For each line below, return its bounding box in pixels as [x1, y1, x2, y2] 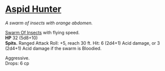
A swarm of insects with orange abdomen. [5, 20, 93, 26]
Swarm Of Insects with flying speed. [5, 29, 80, 35]
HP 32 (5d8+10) [5, 35, 38, 41]
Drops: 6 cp [5, 60, 29, 66]
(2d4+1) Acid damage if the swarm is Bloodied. [5, 45, 102, 51]
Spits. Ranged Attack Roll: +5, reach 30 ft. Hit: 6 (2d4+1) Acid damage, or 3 [5, 40, 161, 46]
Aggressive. [5, 55, 30, 61]
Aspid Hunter [5, 3, 61, 15]
